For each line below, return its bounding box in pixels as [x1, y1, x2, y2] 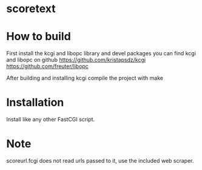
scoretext [6, 2, 56, 16]
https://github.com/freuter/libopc [6, 63, 89, 70]
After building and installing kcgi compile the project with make [6, 75, 164, 82]
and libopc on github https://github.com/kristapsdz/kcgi [6, 56, 146, 64]
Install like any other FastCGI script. [6, 116, 95, 123]
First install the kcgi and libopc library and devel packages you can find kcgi [6, 50, 196, 57]
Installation [6, 96, 64, 109]
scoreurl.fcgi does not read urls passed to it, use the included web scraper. [6, 157, 194, 164]
